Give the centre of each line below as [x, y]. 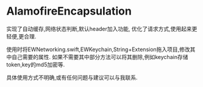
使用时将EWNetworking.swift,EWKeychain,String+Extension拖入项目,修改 [98, 49]
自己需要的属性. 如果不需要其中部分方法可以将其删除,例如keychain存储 [100, 57]
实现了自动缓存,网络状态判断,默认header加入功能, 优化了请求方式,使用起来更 [102, 29]
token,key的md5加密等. [36, 64]
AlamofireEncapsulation [69, 11]
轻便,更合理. [21, 36]
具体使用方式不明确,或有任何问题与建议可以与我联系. [72, 77]
